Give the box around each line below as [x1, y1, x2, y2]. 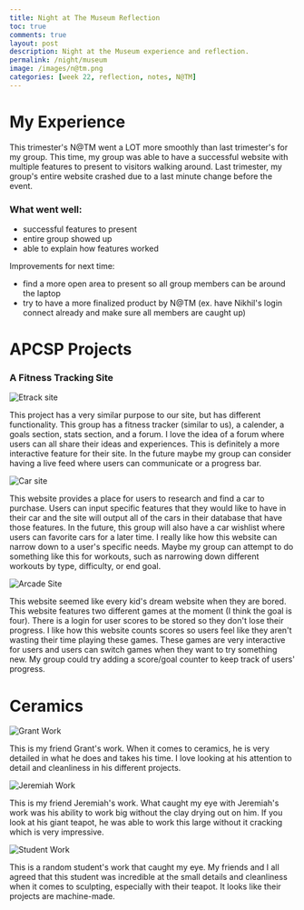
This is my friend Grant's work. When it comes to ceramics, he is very [9, 743, 270, 755]
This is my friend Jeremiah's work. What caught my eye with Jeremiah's [9, 797, 279, 809]
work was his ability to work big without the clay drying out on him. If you [9, 807, 283, 818]
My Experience [9, 111, 125, 132]
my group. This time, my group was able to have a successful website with [9, 151, 289, 162]
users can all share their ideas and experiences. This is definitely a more [9, 438, 279, 450]
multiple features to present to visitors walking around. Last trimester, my [9, 161, 283, 172]
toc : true [9, 22, 47, 31]
